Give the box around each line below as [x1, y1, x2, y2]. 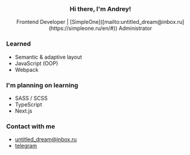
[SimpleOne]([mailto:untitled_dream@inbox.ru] [69, 19, 185, 26]
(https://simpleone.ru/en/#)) [48, 25, 118, 32]
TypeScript [14, 101, 42, 108]
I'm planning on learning [6, 81, 79, 89]
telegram [14, 142, 37, 150]
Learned [6, 39, 31, 48]
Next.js [14, 107, 33, 114]
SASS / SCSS [14, 95, 48, 102]
